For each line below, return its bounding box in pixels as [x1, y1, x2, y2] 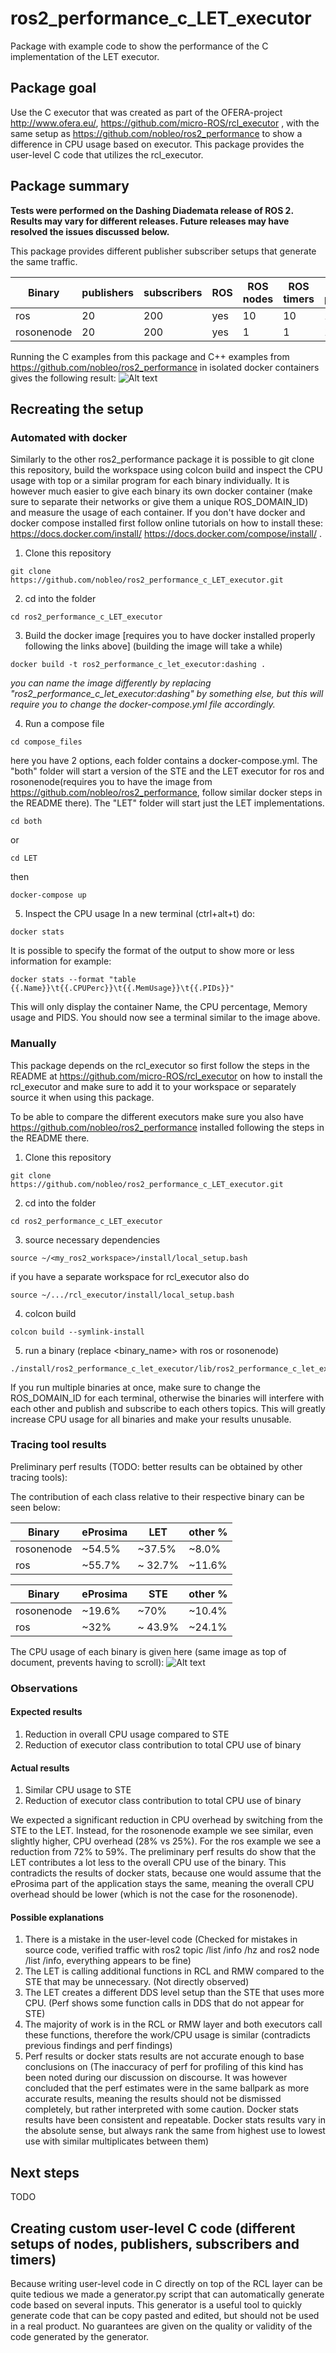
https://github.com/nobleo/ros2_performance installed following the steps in [10, 1121, 325, 1133]
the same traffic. [10, 255, 78, 267]
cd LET [10, 853, 38, 864]
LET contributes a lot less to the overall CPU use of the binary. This [10, 1857, 287, 1869]
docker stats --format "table [10, 975, 137, 985]
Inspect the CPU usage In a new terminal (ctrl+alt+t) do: [24, 908, 256, 920]
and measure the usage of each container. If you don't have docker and [10, 507, 306, 519]
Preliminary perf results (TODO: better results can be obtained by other [10, 1460, 303, 1472]
